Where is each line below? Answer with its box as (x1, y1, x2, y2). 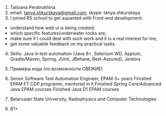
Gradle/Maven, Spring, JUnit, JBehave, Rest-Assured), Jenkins (10, 56, 141, 62)
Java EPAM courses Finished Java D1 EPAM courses (10, 86, 120, 92)
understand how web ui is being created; (10, 25, 95, 31)
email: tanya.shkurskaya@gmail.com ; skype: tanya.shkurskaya (10, 10, 140, 16)
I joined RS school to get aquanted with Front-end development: (10, 15, 143, 21)
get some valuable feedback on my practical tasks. (10, 41, 116, 47)
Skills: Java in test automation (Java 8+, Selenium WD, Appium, (10, 50, 142, 56)
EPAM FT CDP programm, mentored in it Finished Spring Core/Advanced (10, 81, 161, 87)
